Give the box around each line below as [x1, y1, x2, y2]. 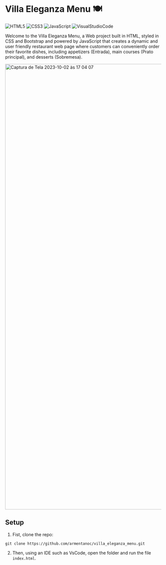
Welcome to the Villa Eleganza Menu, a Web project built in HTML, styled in [5, 33, 159, 39]
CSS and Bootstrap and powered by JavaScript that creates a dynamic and [5, 38, 158, 44]
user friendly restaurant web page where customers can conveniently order [5, 43, 160, 49]
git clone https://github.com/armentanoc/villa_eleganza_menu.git [5, 541, 145, 546]
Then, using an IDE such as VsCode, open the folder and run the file [12, 550, 151, 556]
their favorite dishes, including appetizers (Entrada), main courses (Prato [5, 49, 154, 55]
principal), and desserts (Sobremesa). [5, 54, 83, 60]
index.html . [12, 555, 36, 561]
